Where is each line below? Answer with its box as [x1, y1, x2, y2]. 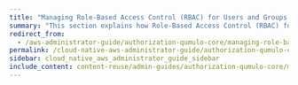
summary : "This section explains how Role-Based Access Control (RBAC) [9, 21, 279, 30]
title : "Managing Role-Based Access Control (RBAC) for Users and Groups [9, 12, 288, 22]
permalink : [9, 46, 50, 55]
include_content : [9, 63, 74, 72]
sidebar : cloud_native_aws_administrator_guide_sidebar [9, 54, 220, 63]
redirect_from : [9, 29, 66, 38]
